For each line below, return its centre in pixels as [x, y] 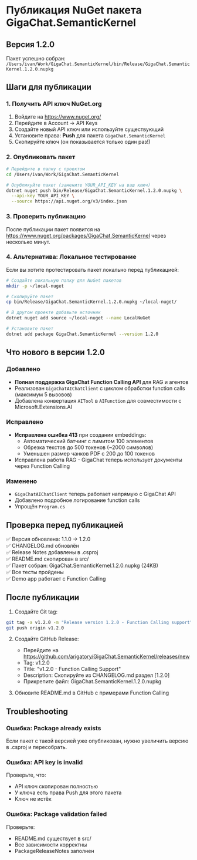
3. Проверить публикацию [46, 217]
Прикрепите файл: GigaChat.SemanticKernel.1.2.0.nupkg [92, 682]
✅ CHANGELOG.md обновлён [43, 545]
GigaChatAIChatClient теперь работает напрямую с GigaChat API [95, 494]
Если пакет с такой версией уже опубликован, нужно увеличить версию [97, 741]
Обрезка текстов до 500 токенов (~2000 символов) [88, 447]
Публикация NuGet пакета [74, 10]
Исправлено [25, 422]
